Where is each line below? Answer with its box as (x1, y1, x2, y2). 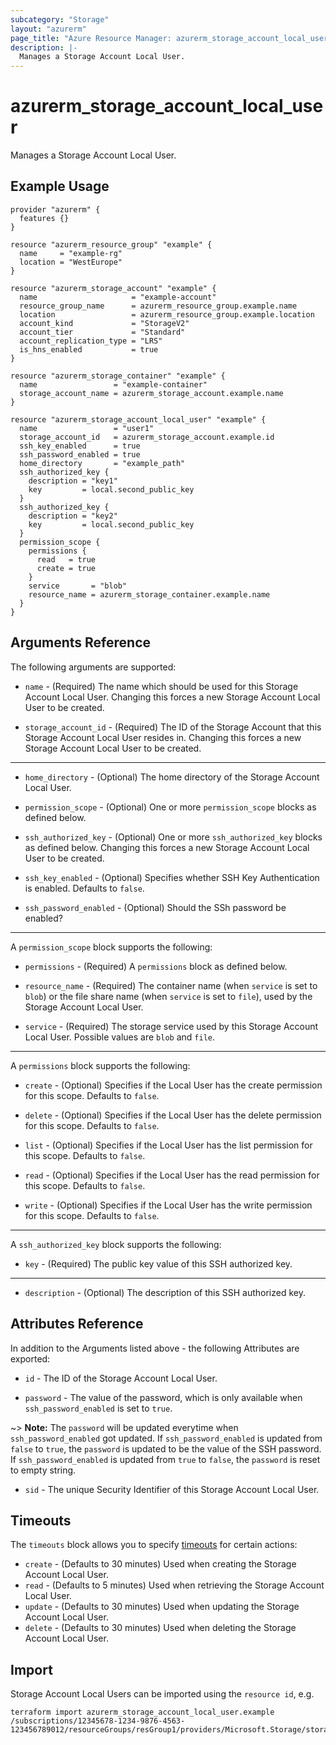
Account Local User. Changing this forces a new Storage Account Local (24, 691, 321, 703)
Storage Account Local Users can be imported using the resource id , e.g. (10, 1688, 315, 1700)
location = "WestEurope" (19, 257, 123, 267)
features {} (19, 213, 70, 223)
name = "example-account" (19, 292, 217, 302)
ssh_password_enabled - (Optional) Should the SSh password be (24, 901, 287, 913)
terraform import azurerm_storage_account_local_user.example (10, 1707, 275, 1718)
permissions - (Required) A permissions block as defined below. (24, 960, 288, 972)
